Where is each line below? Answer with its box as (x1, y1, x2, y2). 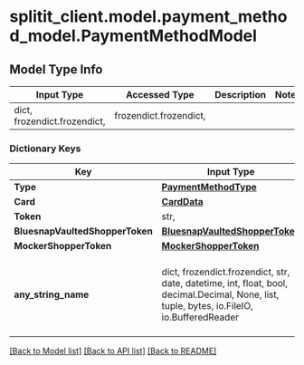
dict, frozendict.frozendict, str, (161, 265, 290, 278)
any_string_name (14, 288, 90, 301)
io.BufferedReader (161, 311, 240, 323)
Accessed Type (125, 89, 195, 101)
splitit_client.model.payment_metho (9, 6, 288, 27)
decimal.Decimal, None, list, (161, 288, 280, 301)
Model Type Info (9, 62, 103, 77)
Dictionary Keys (9, 142, 81, 155)
